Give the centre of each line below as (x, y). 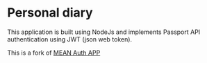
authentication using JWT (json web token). (70, 39)
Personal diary (50, 13)
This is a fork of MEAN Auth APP (54, 53)
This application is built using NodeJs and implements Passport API (104, 32)
